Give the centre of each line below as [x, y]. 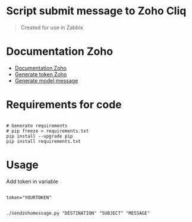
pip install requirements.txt [44, 141]
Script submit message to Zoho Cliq [96, 11]
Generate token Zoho [41, 74]
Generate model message [46, 80]
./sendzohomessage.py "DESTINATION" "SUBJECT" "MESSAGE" [78, 213]
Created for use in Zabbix [52, 27]
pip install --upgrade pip [40, 136]
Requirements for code [64, 105]
